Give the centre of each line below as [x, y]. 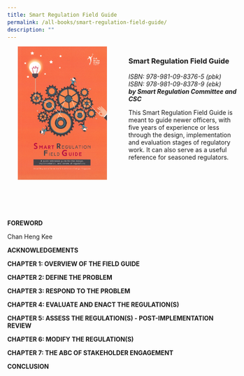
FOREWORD [25, 223]
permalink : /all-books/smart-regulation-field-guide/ [87, 22]
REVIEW [20, 325]
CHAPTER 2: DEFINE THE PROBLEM [60, 277]
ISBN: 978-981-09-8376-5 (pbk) [175, 76]
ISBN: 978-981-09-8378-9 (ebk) [175, 83]
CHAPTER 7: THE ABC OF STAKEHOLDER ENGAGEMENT [90, 352]
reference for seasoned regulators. [179, 157]
